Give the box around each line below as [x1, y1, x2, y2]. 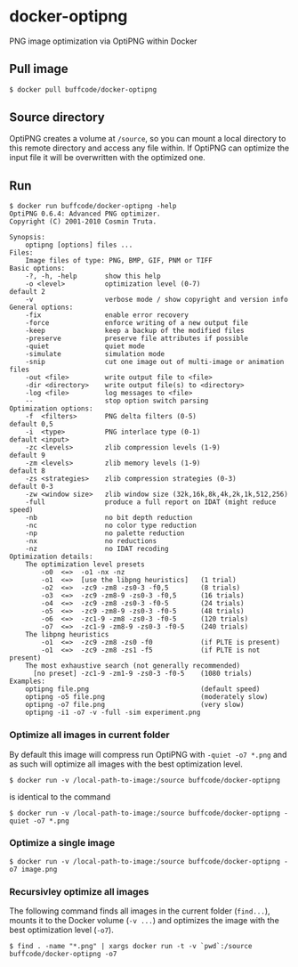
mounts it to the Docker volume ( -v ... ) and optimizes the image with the [9, 915, 280, 926]
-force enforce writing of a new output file [25, 319, 249, 328]
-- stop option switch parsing [25, 396, 209, 406]
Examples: [9, 677, 46, 687]
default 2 [9, 288, 46, 297]
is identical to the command [9, 791, 111, 802]
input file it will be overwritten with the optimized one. [9, 152, 206, 163]
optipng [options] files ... [25, 240, 133, 250]
